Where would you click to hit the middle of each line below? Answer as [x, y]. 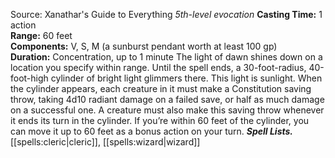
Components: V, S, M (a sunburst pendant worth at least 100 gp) [144, 46]
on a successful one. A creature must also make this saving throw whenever [167, 110]
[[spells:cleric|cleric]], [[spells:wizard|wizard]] [105, 142]
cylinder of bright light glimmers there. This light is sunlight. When [186, 78]
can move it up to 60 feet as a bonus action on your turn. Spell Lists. [152, 131]
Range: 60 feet [41, 35]
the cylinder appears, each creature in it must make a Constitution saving [161, 88]
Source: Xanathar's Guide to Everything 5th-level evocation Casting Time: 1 [166, 14]
